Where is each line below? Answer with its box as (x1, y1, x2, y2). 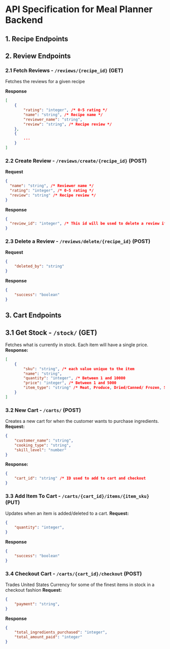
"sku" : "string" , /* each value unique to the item (23, 366, 135, 371)
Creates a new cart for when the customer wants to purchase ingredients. (5, 418, 159, 424)
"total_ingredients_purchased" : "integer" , (14, 630, 108, 635)
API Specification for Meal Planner (5, 4, 153, 15)
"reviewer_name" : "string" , (23, 117, 82, 122)
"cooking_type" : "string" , (14, 443, 71, 448)
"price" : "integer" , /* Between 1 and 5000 (23, 380, 116, 386)
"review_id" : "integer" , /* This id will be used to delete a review (10, 221, 160, 226)
